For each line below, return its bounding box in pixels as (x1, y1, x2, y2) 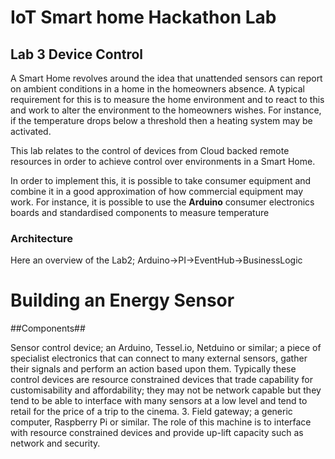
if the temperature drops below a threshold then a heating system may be (10, 115, 313, 126)
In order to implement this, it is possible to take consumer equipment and (10, 175, 312, 186)
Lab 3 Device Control (10, 46, 144, 63)
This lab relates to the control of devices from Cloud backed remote (10, 145, 290, 156)
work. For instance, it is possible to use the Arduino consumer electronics (10, 196, 315, 208)
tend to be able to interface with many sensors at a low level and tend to (10, 395, 308, 407)
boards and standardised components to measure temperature (10, 207, 270, 218)
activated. (10, 126, 52, 137)
